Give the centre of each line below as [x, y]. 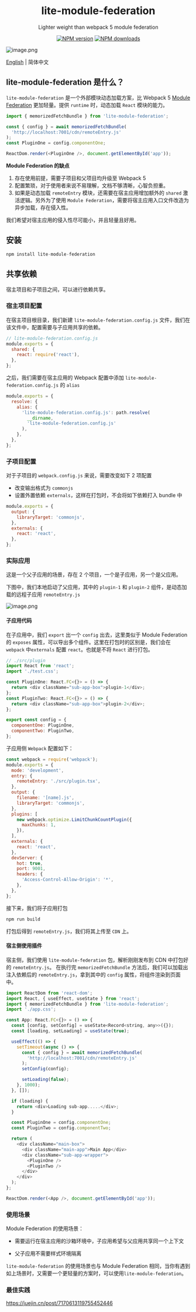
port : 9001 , [31, 869]
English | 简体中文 [27, 62]
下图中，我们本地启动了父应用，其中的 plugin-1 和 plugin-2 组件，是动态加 [97, 587]
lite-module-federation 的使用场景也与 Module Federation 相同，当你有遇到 [98, 1266]
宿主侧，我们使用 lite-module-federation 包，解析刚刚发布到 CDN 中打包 [95, 960]
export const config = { [36, 720]
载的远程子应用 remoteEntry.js [43, 594]
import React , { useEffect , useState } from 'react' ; [73, 998]
